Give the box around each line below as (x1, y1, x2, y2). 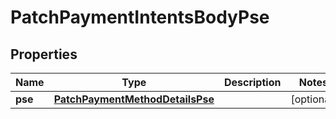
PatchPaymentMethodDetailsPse (53, 92, 215, 106)
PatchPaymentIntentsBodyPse (10, 6, 270, 29)
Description (223, 76, 282, 89)
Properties (10, 46, 78, 63)
